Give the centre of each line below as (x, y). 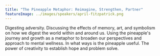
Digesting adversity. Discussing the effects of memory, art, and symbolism (80, 28)
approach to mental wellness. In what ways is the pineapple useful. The (77, 43)
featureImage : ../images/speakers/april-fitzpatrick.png (64, 14)
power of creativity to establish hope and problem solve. (62, 48)
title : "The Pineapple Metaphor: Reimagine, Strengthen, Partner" (74, 9)
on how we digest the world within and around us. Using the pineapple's (78, 33)
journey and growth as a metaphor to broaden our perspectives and (73, 38)
